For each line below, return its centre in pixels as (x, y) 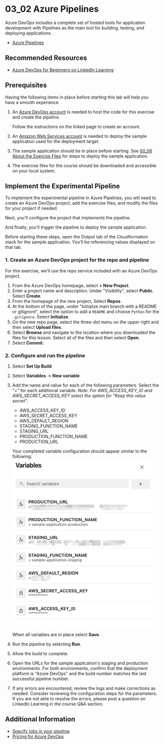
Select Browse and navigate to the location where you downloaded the (84, 332)
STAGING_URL (34, 431)
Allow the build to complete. (40, 653)
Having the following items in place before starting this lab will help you (77, 97)
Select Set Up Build (32, 366)
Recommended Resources (46, 58)
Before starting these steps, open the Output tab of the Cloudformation (77, 237)
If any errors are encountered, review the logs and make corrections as (84, 688)
